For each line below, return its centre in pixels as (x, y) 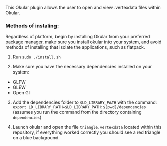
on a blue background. (36, 138)
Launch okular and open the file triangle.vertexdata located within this (87, 127)
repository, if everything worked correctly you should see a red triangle (87, 132)
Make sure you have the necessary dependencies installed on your (82, 67)
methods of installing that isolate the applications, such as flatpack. (75, 47)
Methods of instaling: (32, 26)
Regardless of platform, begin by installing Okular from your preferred (78, 37)
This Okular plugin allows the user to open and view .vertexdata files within (83, 7)
